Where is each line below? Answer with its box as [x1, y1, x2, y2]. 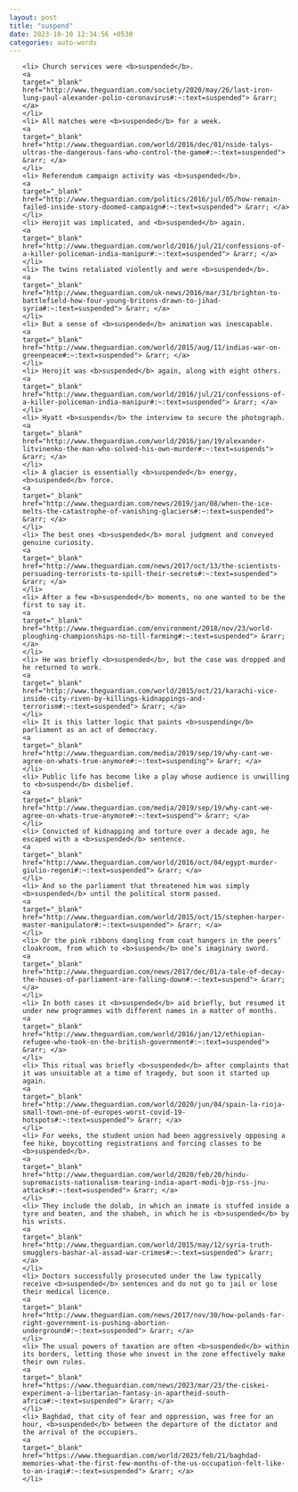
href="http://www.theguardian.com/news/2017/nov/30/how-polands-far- [21, 1311, 286, 1320]
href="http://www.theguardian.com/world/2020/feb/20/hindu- [21, 1170, 250, 1180]
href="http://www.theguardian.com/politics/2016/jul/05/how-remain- [21, 195, 282, 204]
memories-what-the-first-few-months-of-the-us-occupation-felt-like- [21, 1459, 286, 1468]
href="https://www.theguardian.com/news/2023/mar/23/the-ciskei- [21, 1381, 270, 1390]
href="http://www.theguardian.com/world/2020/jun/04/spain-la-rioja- [21, 1100, 286, 1109]
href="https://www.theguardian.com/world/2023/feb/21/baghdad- [21, 1451, 262, 1461]
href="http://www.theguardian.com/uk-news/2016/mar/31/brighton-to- [21, 289, 282, 298]
